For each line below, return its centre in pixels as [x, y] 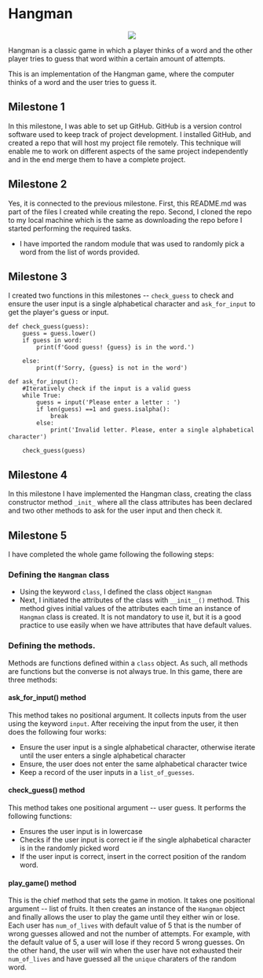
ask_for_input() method [47, 698]
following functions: [40, 816]
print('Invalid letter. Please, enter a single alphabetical [152, 430]
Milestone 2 [38, 185]
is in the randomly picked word [69, 848]
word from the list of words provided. [79, 252]
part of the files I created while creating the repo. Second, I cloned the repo [130, 211]
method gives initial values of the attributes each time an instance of [130, 609]
